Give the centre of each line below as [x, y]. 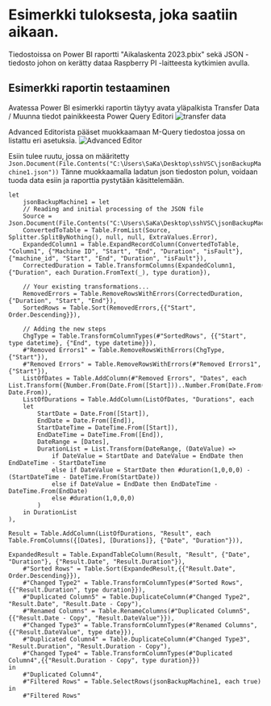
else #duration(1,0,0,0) [93, 498]
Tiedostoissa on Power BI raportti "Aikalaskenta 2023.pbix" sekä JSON [126, 54]
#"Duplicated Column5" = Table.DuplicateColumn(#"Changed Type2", [137, 597]
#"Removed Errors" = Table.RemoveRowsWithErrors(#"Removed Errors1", [142, 364]
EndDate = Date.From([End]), [86, 421]
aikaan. [33, 32]
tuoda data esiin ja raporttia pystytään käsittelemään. [96, 180]
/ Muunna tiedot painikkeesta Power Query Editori [91, 116]
